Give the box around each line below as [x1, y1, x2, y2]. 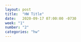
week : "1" [5, 20, 25, 26]
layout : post [5, 7, 31, 12]
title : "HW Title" [5, 12, 44, 16]
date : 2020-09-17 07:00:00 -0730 [5, 16, 77, 21]
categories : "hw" [5, 29, 40, 34]
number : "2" [5, 25, 29, 30]
